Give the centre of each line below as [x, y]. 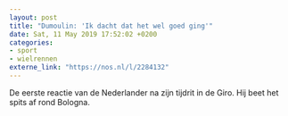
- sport [24, 51]
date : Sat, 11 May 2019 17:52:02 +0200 [83, 34]
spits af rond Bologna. [50, 102]
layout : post [33, 17]
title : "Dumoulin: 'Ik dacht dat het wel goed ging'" [111, 26]
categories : [31, 42]
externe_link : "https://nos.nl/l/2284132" [89, 68]
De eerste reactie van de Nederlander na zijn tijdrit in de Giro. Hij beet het [144, 92]
